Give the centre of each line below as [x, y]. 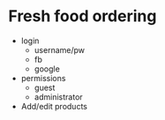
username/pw [60, 49]
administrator [58, 97]
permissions [43, 78]
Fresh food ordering [82, 16]
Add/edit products [54, 106]
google [47, 69]
